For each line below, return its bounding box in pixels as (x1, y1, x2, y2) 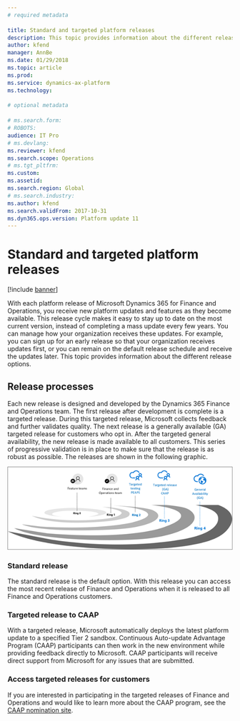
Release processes (7, 380, 94, 393)
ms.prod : (7, 71, 34, 79)
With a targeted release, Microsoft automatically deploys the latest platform (7, 626, 229, 635)
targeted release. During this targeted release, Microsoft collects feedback (7, 415, 227, 423)
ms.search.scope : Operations (7, 154, 94, 162)
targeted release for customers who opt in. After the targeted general (7, 430, 211, 438)
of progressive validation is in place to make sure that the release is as (7, 445, 214, 453)
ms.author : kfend (7, 200, 59, 207)
